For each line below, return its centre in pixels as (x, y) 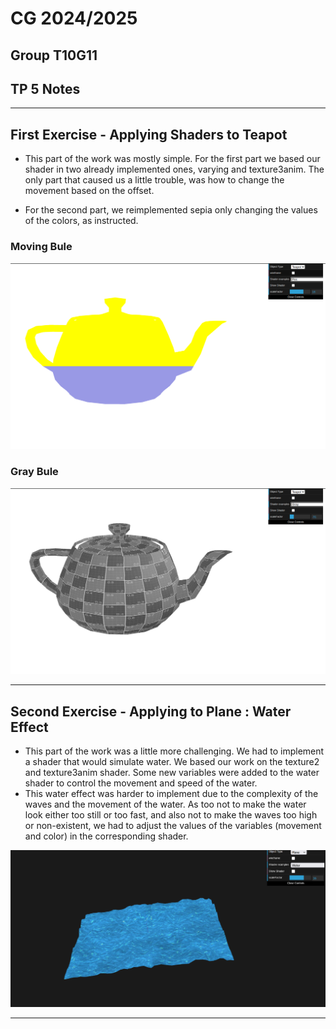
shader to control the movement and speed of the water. (141, 783)
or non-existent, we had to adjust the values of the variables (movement (173, 826)
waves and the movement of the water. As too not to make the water (165, 804)
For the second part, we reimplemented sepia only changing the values (171, 210)
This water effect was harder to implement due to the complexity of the (171, 794)
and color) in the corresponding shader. (106, 836)
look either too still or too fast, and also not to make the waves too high (171, 815)
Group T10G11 (54, 55)
